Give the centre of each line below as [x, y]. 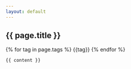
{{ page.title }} [33, 36]
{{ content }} [23, 60]
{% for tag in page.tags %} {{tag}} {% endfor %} [65, 50]
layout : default [26, 11]
